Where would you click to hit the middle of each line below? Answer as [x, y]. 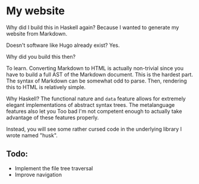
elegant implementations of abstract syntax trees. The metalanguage [91, 104]
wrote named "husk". [32, 135]
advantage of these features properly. [53, 118]
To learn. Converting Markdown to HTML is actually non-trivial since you [95, 68]
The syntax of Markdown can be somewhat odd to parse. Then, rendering [97, 81]
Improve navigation [38, 175]
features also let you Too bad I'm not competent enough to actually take [94, 111]
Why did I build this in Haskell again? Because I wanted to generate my [93, 27]
